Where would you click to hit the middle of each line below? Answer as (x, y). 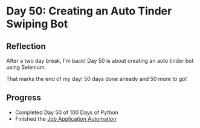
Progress (24, 98)
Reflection (26, 46)
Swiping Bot (37, 24)
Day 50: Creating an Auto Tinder (89, 11)
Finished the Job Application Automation (66, 118)
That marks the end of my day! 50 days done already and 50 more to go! (97, 79)
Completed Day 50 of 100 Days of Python (67, 112)
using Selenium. (26, 67)
